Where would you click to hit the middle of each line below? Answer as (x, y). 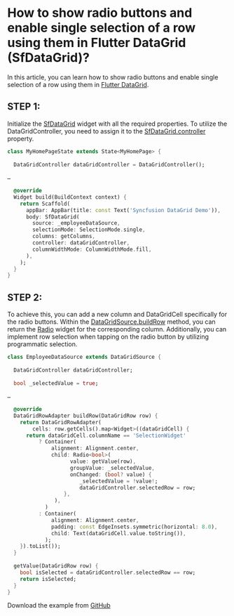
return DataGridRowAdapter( (61, 422)
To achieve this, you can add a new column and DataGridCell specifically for (117, 315)
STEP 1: (24, 107)
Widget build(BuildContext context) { (70, 197)
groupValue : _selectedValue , (112, 468)
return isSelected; (48, 579)
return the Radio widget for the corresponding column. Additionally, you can (117, 329)
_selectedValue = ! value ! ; (119, 481)
